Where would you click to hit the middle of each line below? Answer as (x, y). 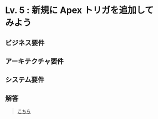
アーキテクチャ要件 (34, 61)
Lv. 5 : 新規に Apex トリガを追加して (79, 10)
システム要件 (25, 80)
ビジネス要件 (25, 43)
